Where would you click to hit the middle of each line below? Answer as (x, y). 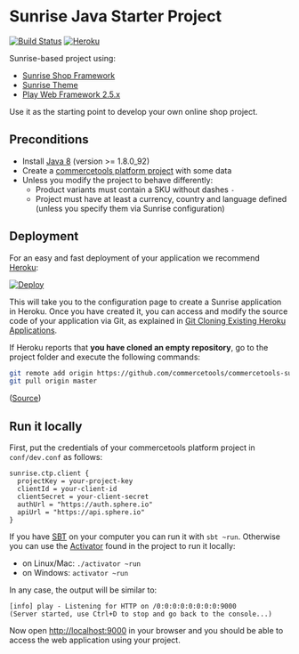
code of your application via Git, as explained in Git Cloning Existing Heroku (148, 320)
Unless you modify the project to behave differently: (117, 180)
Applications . (33, 330)
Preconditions (49, 140)
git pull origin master (53, 381)
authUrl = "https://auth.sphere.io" (85, 505)
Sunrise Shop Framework (69, 75)
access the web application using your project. (95, 640)
